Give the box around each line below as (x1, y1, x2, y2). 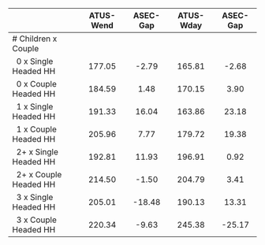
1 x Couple (16, 124, 58, 135)
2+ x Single (16, 147, 59, 157)
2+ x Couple (16, 169, 62, 180)
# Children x (12, 33, 58, 44)
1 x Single (16, 102, 54, 112)
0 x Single (16, 56, 54, 66)
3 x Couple (16, 214, 58, 225)
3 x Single (16, 192, 54, 202)
